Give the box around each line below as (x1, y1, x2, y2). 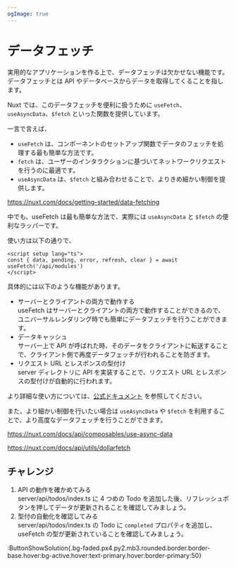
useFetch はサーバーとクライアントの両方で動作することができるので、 (17, 305, 225, 315)
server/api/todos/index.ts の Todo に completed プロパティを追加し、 (17, 521, 216, 530)
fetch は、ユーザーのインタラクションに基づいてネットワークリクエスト (17, 157, 227, 165)
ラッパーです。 (19, 221, 62, 230)
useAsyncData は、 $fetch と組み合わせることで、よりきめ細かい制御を (17, 175, 220, 183)
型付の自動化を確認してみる (17, 512, 99, 520)
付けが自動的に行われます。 (36, 376, 116, 385)
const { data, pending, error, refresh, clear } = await (7, 256, 178, 264)
